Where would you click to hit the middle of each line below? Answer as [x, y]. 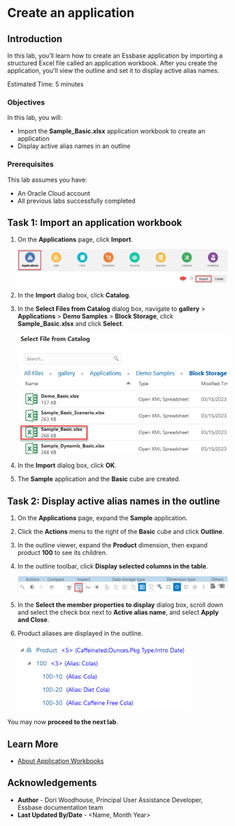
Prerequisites [30, 164]
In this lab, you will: [35, 118]
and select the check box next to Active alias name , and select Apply [118, 613]
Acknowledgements [52, 783]
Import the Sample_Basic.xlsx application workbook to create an [111, 131]
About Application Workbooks [60, 761]
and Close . [33, 620]
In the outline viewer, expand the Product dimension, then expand [112, 545]
